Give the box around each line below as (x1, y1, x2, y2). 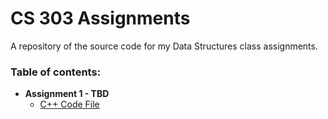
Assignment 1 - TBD (24, 88, 110, 100)
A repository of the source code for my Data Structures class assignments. (10, 40, 318, 52)
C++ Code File (39, 98, 100, 111)
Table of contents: (10, 65, 102, 79)
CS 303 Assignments (10, 7, 191, 30)
